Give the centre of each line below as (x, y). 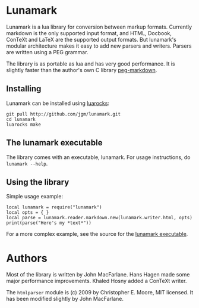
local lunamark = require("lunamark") (54, 207)
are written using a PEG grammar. (47, 52)
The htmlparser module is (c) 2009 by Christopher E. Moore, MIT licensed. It (100, 293)
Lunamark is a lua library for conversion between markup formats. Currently (99, 27)
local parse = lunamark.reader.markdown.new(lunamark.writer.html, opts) (99, 218)
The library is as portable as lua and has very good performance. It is (91, 64)
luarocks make (24, 125)
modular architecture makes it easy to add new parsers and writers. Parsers (99, 46)
